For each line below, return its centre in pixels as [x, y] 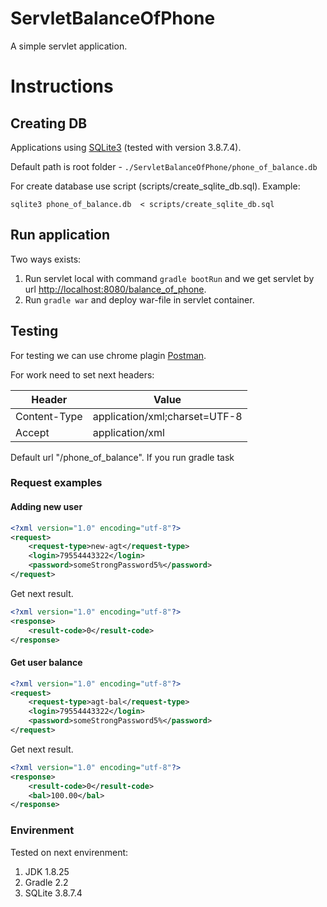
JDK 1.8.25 [47, 871]
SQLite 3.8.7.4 [53, 893]
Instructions [62, 86]
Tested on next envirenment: [69, 852]
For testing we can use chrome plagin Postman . [108, 355]
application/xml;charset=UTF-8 [167, 416]
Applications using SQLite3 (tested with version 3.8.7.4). [126, 147]
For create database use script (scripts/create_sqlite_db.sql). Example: [155, 186]
